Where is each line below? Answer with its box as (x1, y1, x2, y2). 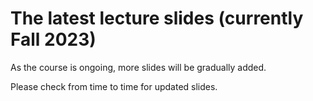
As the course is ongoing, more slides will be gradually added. (10, 61, 267, 73)
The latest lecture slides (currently (10, 7, 304, 30)
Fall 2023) (10, 28, 97, 51)
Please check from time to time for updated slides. (10, 80, 218, 92)
